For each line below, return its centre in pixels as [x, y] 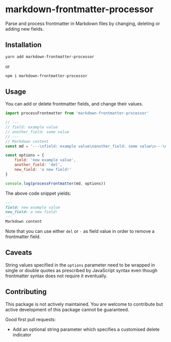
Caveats [19, 253]
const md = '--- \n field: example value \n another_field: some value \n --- [84, 146]
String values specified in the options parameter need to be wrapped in [80, 265]
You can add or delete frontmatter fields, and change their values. [74, 104]
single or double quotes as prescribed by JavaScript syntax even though [81, 270]
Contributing [26, 292]
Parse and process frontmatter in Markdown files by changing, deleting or [83, 23]
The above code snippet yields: [38, 193]
